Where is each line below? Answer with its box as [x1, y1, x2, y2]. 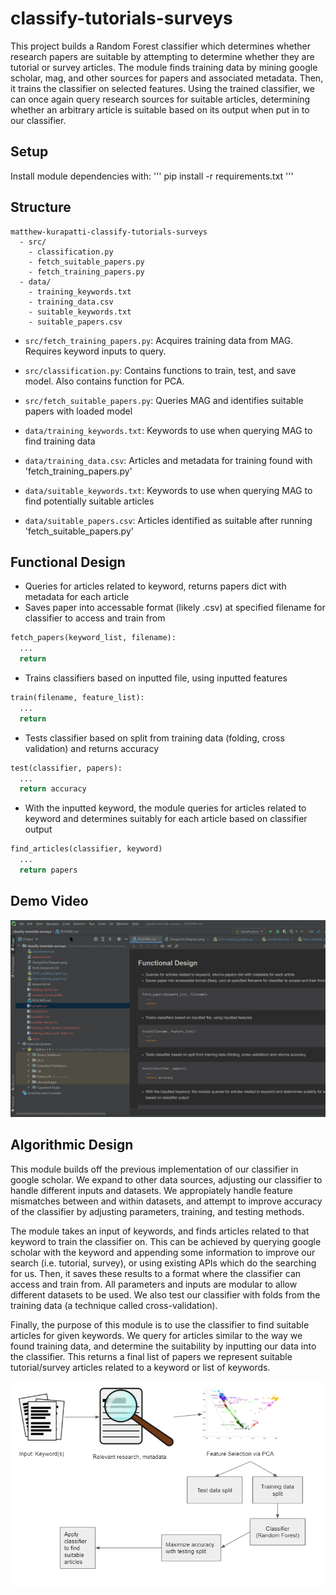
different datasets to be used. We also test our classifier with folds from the [10, 1288, 321, 1301]
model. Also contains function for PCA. [24, 375, 185, 387]
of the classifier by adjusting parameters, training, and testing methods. [10, 1205, 305, 1217]
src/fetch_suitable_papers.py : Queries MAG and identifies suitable [24, 394, 304, 406]
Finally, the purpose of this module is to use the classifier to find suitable [10, 1318, 310, 1331]
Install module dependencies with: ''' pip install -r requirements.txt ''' [10, 170, 294, 182]
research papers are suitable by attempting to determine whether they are [10, 50, 315, 62]
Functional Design [10, 553, 126, 571]
